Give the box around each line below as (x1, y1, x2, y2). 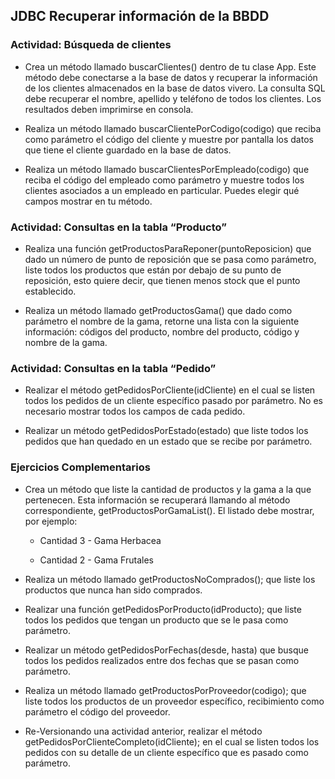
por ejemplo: (24, 515, 78, 527)
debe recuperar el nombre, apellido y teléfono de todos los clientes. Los (24, 92, 322, 104)
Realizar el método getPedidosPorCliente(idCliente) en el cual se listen (24, 384, 316, 396)
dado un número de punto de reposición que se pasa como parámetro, (24, 253, 317, 265)
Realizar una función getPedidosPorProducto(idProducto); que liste (24, 603, 302, 615)
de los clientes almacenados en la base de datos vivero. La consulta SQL (24, 82, 326, 94)
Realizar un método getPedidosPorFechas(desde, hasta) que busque (24, 644, 309, 656)
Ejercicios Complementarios (10, 460, 151, 474)
